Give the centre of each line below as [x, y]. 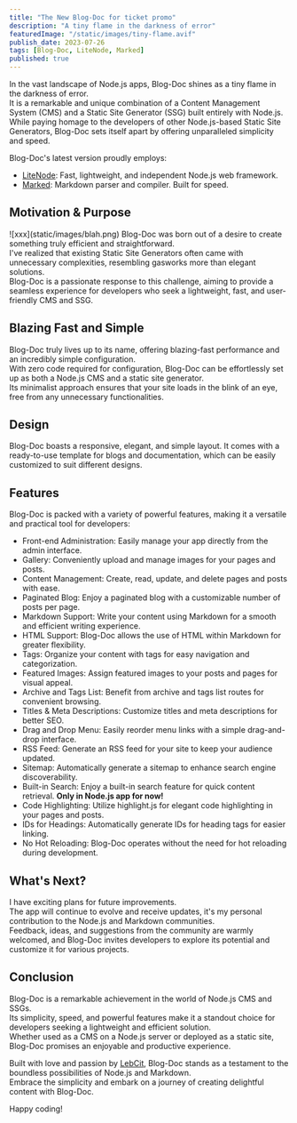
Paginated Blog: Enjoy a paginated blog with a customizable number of [151, 598]
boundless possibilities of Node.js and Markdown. [101, 1072]
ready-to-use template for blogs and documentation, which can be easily [143, 455]
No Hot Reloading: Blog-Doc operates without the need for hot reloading [154, 843]
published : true [39, 59]
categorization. [50, 664]
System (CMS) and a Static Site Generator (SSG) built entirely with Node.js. [146, 112]
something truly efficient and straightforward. [92, 243]
